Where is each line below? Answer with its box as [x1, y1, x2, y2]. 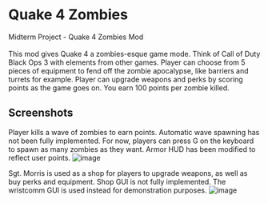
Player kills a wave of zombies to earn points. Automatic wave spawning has [8, 127, 260, 137]
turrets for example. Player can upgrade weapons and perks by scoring [8, 74, 244, 84]
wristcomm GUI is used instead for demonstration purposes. [8, 185, 207, 195]
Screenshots [8, 106, 74, 120]
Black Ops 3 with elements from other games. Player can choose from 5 [8, 58, 246, 67]
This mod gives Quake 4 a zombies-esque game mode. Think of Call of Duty [8, 49, 261, 58]
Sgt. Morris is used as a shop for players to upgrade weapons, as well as [8, 168, 248, 177]
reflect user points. [8, 153, 70, 162]
